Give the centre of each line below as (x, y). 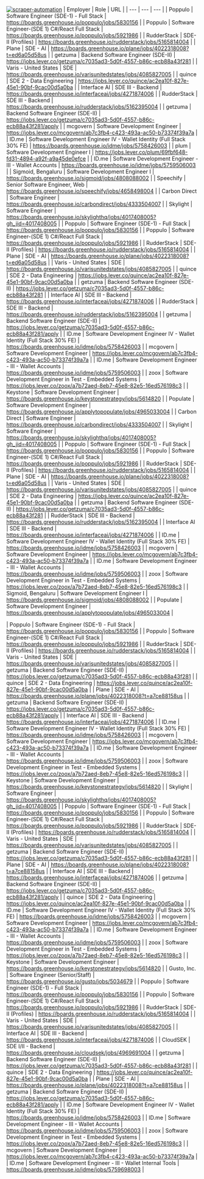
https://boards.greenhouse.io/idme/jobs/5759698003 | (75, 1170)
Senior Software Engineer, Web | (47, 184)
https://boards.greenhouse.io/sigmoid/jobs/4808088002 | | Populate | (94, 600)
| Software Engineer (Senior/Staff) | (51, 975)
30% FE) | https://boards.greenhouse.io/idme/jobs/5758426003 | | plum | (99, 146)
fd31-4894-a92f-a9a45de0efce (46, 158)
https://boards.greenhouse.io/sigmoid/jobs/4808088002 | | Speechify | (96, 178)
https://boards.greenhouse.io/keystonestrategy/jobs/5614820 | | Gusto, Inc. (101, 968)
